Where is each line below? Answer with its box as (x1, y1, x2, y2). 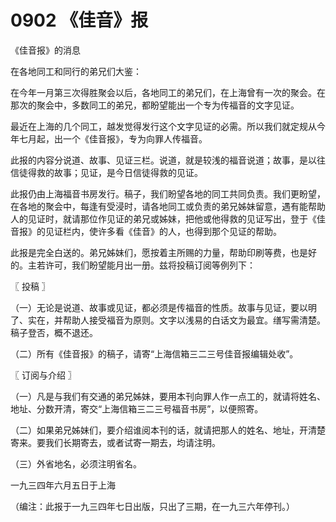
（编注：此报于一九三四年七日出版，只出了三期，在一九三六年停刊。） (10, 500, 295, 512)
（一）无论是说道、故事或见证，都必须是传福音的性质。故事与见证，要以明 (10, 301, 317, 313)
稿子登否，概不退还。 (10, 326, 98, 338)
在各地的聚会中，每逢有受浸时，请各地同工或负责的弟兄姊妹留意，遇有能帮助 (10, 200, 326, 212)
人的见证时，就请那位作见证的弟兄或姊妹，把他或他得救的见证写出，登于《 (10, 212, 317, 225)
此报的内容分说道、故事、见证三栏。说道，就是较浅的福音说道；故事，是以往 (10, 154, 326, 166)
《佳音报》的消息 (10, 44, 81, 56)
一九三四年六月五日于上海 (10, 479, 116, 491)
